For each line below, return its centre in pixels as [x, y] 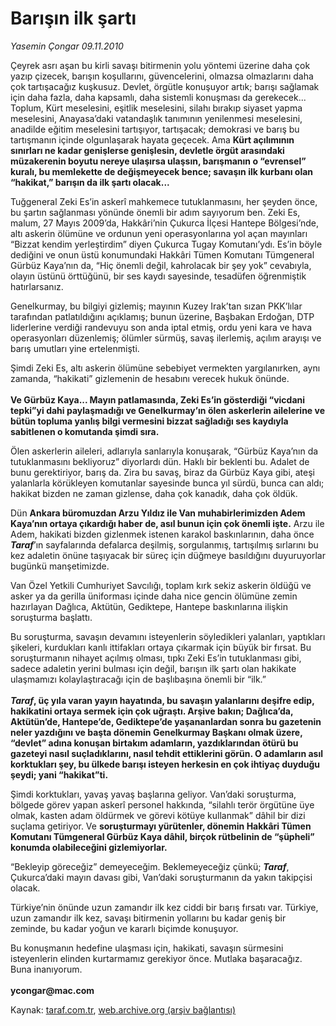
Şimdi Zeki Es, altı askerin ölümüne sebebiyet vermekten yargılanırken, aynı [165, 368]
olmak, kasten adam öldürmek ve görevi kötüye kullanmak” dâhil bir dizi [158, 815]
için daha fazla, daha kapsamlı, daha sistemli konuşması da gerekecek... [158, 97]
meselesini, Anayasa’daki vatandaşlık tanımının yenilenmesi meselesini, [156, 118]
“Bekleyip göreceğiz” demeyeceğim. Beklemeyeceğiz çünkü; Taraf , [150, 866]
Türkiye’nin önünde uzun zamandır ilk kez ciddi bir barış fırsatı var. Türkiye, [164, 907]
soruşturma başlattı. [51, 617]
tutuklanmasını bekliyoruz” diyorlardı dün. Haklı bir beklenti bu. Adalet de [160, 461]
